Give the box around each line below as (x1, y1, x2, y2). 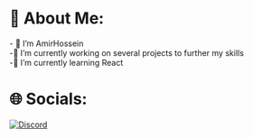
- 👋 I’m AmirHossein (9, 38, 84, 49)
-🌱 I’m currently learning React (9, 57, 124, 68)
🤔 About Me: (9, 8, 105, 29)
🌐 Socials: (9, 89, 88, 109)
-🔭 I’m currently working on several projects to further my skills (9, 47, 244, 58)
